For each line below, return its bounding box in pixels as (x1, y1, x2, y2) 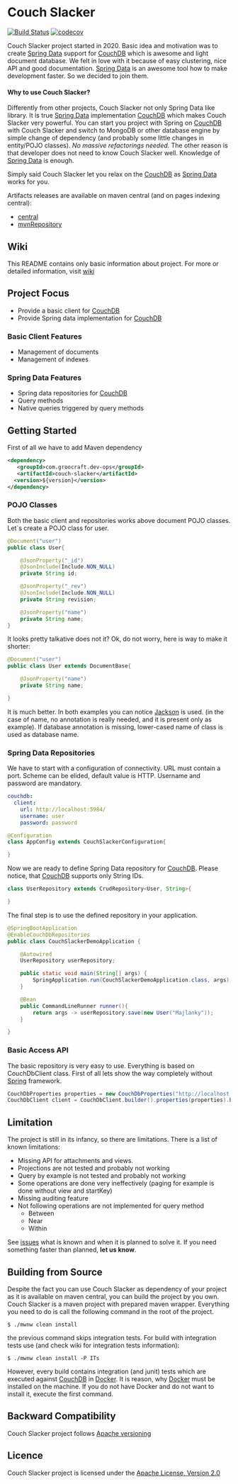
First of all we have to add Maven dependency (7, 444, 143, 452)
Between (28, 1209, 55, 1218)
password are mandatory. (7, 779, 82, 787)
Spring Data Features (7, 373, 82, 383)
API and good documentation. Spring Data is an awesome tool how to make (7, 64, 228, 72)
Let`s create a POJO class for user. (7, 524, 109, 532)
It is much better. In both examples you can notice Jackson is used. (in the (7, 707, 225, 716)
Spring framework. (7, 1077, 62, 1085)
